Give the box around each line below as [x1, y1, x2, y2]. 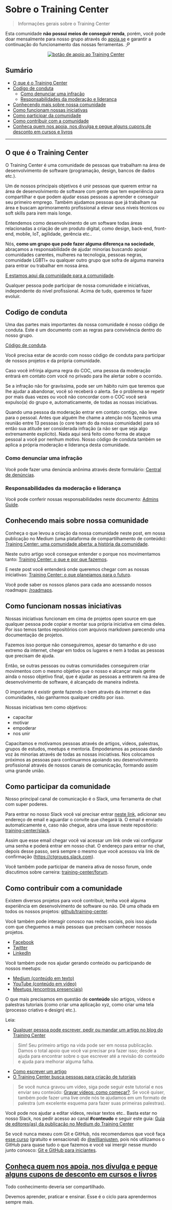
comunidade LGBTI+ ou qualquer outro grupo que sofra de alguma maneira [5, 257, 164, 263]
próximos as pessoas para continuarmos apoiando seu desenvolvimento [5, 756, 158, 762]
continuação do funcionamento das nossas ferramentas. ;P [5, 41, 131, 47]
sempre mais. [5, 1199, 34, 1205]
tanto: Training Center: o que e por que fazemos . [5, 556, 109, 562]
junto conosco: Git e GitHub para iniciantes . [5, 1147, 97, 1153]
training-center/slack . [5, 827, 51, 834]
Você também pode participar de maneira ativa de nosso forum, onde [5, 864, 152, 870]
